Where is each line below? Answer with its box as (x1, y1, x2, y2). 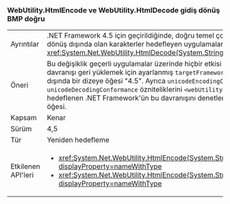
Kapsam (10, 113, 37, 123)
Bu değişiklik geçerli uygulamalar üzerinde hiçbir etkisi (47, 59, 222, 68)
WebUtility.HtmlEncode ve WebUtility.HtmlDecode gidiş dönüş (7, 5, 220, 15)
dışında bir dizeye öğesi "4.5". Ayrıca (47, 76, 166, 86)
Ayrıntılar (10, 40, 40, 49)
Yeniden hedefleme (47, 136, 110, 145)
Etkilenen (10, 162, 40, 171)
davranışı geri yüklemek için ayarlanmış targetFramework (47, 68, 228, 77)
